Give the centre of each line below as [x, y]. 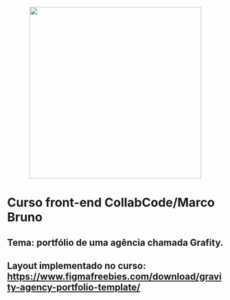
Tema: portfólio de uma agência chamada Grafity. [115, 243]
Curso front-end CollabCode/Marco [111, 203]
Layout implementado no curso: [77, 265]
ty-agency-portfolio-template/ [74, 287]
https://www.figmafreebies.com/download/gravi [114, 276]
